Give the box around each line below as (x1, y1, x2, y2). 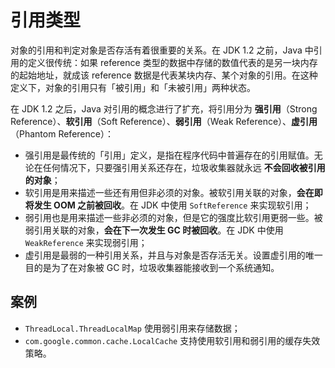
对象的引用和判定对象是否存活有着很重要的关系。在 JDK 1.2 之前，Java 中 (10, 44, 314, 56)
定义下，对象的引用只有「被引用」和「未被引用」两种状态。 (10, 81, 256, 93)
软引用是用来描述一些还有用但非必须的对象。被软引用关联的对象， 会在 (24, 186, 315, 198)
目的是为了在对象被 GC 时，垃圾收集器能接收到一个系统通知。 (24, 261, 280, 273)
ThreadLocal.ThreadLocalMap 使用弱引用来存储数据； (24, 322, 241, 334)
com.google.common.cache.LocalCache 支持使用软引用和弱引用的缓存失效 (24, 334, 321, 346)
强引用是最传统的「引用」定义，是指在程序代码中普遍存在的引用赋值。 (24, 149, 315, 161)
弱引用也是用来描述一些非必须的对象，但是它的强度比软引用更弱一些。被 (24, 211, 323, 223)
